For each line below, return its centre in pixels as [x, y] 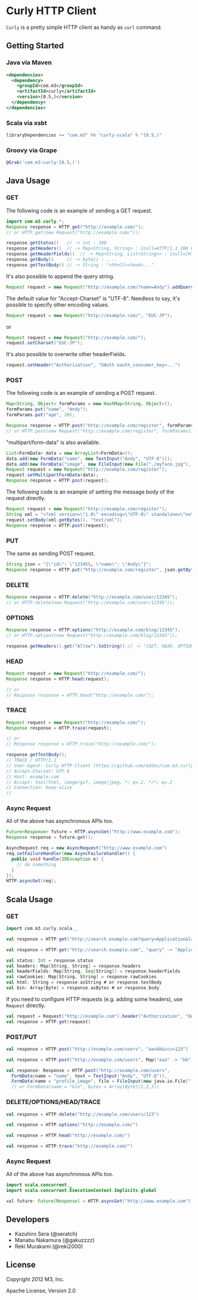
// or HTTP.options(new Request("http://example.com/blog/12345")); [92, 635]
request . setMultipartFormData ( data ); [52, 475]
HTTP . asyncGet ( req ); [32, 881]
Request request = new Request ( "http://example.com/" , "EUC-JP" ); [89, 315]
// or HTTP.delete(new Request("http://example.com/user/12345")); [91, 602]
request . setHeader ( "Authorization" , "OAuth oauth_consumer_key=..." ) [93, 365]
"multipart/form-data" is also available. [53, 442]
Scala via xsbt [27, 123]
